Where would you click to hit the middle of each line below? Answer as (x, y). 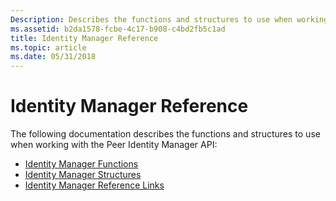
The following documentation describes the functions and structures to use (165, 134)
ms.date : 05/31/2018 (53, 57)
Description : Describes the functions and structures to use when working (169, 19)
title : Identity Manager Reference (84, 38)
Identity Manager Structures (83, 175)
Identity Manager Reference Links (94, 185)
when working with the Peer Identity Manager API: (114, 145)
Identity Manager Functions (81, 164)
